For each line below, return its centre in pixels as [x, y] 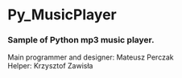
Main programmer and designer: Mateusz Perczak [91, 57]
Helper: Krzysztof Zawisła [50, 66]
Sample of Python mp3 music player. [81, 40]
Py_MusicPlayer [62, 15]
